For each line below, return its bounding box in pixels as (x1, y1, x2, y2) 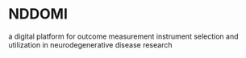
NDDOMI (8, 5, 69, 23)
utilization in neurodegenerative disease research (8, 39, 173, 49)
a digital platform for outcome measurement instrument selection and (8, 31, 240, 41)
